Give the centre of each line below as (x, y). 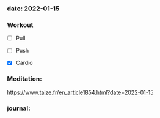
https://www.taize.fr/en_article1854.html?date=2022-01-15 (80, 92)
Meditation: (24, 79)
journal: (19, 108)
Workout (20, 24)
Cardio (24, 63)
